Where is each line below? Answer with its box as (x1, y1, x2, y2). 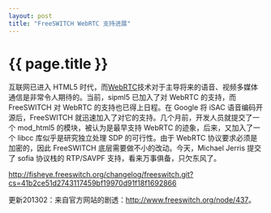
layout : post (8, 11, 53, 20)
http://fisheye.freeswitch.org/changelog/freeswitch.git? (8, 170, 194, 180)
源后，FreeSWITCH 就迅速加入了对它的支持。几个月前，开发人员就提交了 (8, 113, 253, 123)
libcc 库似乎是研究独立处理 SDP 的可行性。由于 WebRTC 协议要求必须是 (17, 133, 258, 143)
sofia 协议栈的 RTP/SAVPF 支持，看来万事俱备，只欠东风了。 (17, 154, 222, 163)
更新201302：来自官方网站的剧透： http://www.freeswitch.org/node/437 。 (8, 195, 256, 205)
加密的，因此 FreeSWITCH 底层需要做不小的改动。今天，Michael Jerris (8, 143, 246, 153)
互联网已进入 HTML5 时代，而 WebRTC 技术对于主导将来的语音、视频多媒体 (8, 82, 258, 92)
